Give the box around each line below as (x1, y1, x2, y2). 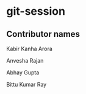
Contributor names (6, 29, 81, 39)
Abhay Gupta (6, 69, 40, 76)
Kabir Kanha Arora (6, 45, 53, 52)
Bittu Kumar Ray (6, 81, 47, 88)
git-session (6, 4, 66, 18)
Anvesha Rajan (6, 57, 44, 64)
